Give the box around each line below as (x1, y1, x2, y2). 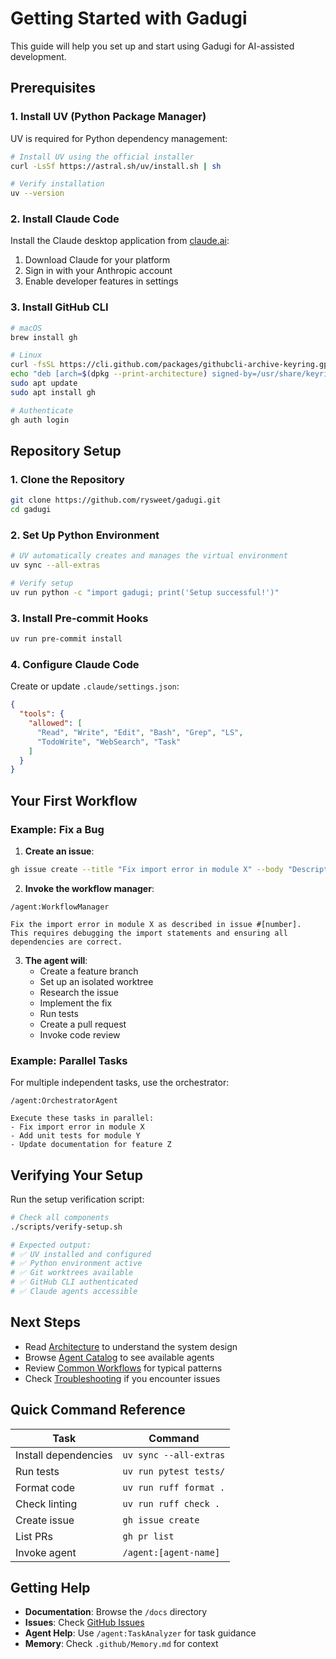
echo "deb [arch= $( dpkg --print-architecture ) (10, 369, 208, 379)
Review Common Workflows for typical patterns (24, 1362, 223, 1374)
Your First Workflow (10, 792, 138, 809)
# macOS (10, 323, 43, 333)
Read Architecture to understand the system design (24, 1340, 238, 1352)
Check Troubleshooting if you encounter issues (24, 1372, 221, 1384)
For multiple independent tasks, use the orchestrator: (10, 1077, 230, 1089)
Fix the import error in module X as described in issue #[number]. (10, 919, 302, 929)
